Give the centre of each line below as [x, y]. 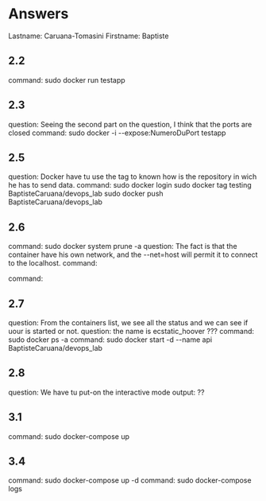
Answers [39, 14]
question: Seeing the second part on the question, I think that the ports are [130, 124]
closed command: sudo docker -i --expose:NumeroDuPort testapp [117, 133]
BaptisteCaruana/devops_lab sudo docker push [86, 194]
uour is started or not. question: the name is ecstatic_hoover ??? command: [131, 331]
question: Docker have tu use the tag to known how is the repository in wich [133, 177]
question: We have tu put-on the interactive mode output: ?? [106, 392]
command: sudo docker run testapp [67, 80]
